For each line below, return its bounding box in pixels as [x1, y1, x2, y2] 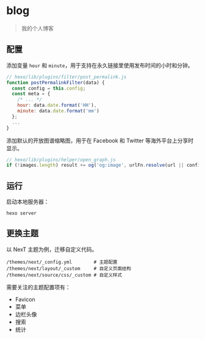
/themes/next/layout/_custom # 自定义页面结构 [6, 265, 131, 272]
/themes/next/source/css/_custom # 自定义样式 [6, 272, 122, 278]
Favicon [15, 296, 35, 303]
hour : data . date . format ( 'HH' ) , [17, 102, 97, 109]
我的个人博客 [21, 24, 54, 32]
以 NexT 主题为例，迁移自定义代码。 [6, 246, 98, 253]
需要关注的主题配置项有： [6, 283, 71, 291]
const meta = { [12, 91, 51, 97]
